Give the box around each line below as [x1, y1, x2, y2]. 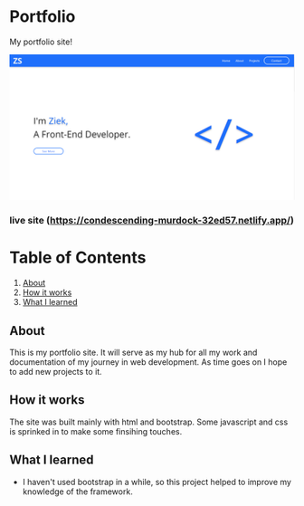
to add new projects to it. [9, 367, 102, 377]
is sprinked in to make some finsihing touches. [9, 425, 183, 436]
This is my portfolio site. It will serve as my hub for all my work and [9, 347, 258, 358]
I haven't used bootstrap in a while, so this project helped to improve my [22, 476, 292, 487]
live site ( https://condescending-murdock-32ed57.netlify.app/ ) [9, 215, 294, 227]
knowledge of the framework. [22, 486, 133, 497]
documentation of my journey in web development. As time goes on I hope [9, 357, 288, 368]
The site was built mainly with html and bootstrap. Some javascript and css [9, 416, 289, 427]
